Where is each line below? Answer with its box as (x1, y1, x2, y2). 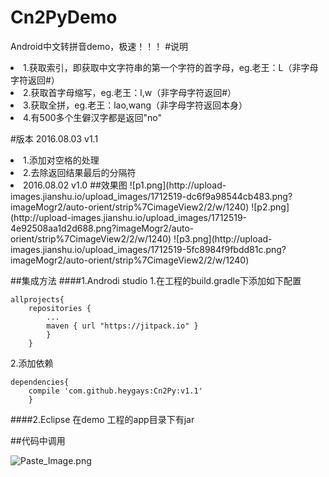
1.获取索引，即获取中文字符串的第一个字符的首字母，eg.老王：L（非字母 (23, 61, 319, 73)
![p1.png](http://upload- (129, 179, 227, 191)
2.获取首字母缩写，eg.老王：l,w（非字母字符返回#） (23, 86, 237, 98)
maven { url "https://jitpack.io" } (46, 321, 199, 331)
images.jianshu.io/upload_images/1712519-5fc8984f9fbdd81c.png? (10, 243, 287, 255)
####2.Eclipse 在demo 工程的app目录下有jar (10, 413, 195, 425)
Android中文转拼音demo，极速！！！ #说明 (10, 40, 189, 52)
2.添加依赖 (10, 357, 54, 369)
